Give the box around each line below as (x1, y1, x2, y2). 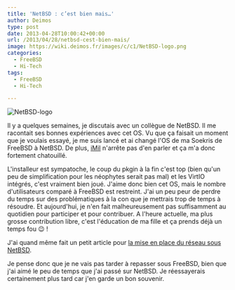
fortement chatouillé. (7, 151, 68, 160)
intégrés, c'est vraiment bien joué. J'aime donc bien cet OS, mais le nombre (7, 180, 227, 189)
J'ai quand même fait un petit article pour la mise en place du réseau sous (7, 239, 222, 247)
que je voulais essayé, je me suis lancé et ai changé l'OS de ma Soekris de (7, 137, 222, 145)
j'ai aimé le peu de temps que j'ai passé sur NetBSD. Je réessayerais (7, 267, 206, 275)
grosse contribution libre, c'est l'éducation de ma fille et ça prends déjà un (7, 217, 222, 226)
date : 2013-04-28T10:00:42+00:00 (7, 30, 105, 37)
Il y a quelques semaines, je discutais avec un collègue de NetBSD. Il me (7, 121, 216, 130)
